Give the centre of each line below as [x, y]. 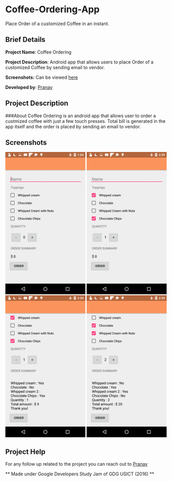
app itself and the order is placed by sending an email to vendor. [73, 126]
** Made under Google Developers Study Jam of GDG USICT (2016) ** [80, 474]
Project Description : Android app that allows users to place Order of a [79, 62]
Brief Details [25, 40]
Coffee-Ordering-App [52, 9]
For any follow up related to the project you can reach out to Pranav [77, 464]
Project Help [25, 452]
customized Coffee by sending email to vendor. [55, 67]
